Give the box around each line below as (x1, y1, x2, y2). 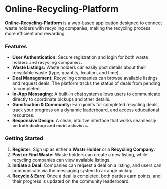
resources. (12, 112, 35, 118)
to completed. (12, 86, 41, 92)
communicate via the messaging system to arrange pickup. (12, 167, 134, 173)
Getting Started (5, 135, 43, 142)
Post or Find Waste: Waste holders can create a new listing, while (12, 151, 148, 157)
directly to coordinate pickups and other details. (12, 96, 111, 102)
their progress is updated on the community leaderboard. (12, 178, 130, 184)
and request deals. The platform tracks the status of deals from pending (12, 80, 160, 86)
